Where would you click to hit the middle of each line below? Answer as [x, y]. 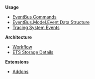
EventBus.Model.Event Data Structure [51, 22]
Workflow [22, 47]
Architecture [19, 37]
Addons [20, 71]
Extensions [17, 62]
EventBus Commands [34, 17]
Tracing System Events [36, 27]
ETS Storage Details [33, 52]
